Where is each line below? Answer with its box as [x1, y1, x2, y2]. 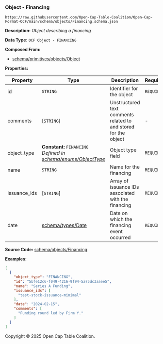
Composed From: [5, 47, 41, 53]
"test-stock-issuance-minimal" [17, 292, 81, 298]
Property [12, 77, 33, 84]
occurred [110, 234, 131, 241]
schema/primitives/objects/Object [12, 56, 80, 62]
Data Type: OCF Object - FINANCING [5, 37, 77, 43]
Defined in [42, 150, 65, 157]
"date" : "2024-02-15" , [14, 302, 60, 307]
